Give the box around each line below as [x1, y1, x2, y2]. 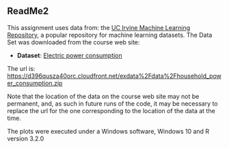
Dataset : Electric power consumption [16, 51, 123, 59]
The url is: [7, 64, 36, 72]
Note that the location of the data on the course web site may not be [7, 92, 200, 100]
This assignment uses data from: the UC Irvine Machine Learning [7, 23, 191, 31]
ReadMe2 [7, 5, 49, 17]
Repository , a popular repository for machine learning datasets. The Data [7, 31, 213, 39]
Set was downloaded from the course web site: [7, 38, 140, 46]
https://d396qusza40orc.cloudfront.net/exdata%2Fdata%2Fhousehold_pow [7, 72, 222, 80]
